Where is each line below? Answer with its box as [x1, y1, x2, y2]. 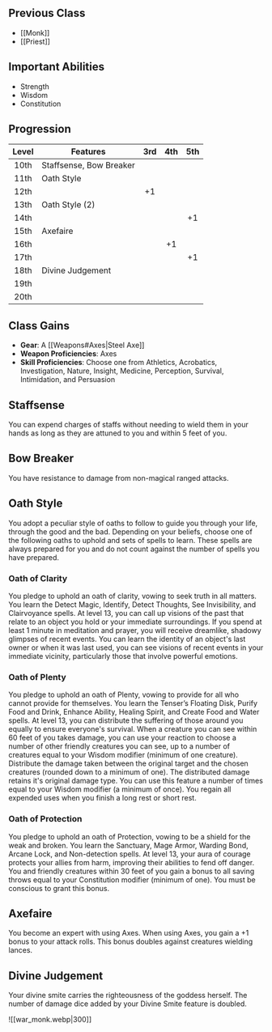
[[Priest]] [19, 36, 51, 46]
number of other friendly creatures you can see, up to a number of [8, 741, 231, 751]
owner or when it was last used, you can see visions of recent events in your [8, 643, 264, 652]
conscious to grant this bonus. [8, 883, 110, 893]
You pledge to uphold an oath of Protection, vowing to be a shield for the [8, 831, 251, 841]
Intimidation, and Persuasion [19, 375, 116, 384]
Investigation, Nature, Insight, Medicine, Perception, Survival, [19, 366, 224, 376]
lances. [8, 945, 33, 955]
